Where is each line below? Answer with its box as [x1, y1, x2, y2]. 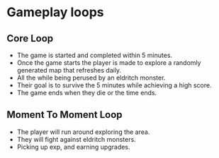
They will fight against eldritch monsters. [16, 135, 136, 143]
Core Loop [6, 32, 54, 44]
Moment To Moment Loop [6, 109, 123, 121]
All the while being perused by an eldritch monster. [16, 73, 166, 82]
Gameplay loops [6, 4, 104, 20]
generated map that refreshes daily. [16, 66, 122, 74]
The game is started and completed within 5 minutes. [16, 51, 173, 59]
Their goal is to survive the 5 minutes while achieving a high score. [16, 81, 212, 89]
